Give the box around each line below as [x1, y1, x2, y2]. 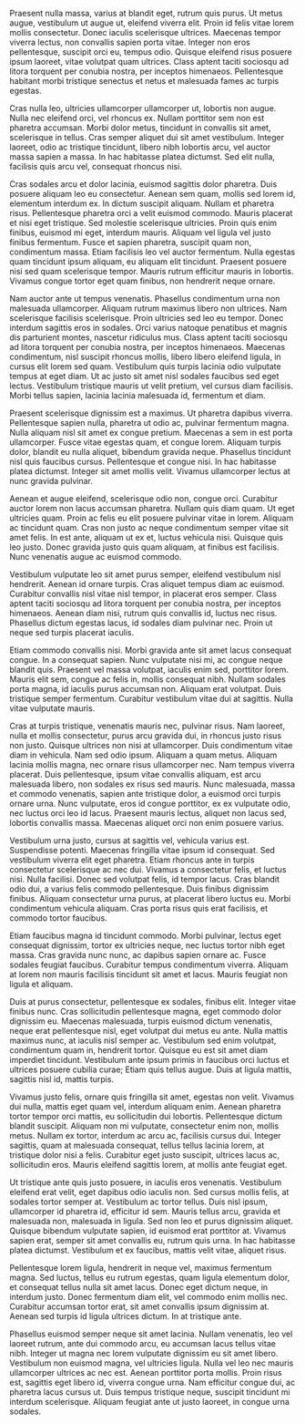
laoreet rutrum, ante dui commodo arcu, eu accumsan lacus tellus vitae [9, 1338, 276, 1348]
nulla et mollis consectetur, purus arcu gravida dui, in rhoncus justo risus [9, 730, 282, 741]
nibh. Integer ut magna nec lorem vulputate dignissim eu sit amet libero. [9, 1348, 279, 1358]
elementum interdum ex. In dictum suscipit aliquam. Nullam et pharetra [9, 198, 275, 209]
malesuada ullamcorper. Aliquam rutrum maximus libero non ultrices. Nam [9, 303, 288, 314]
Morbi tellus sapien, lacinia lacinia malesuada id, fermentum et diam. [9, 390, 266, 400]
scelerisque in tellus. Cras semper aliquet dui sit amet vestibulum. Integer [9, 132, 285, 142]
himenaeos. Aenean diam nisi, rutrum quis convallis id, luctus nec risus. [9, 608, 278, 618]
